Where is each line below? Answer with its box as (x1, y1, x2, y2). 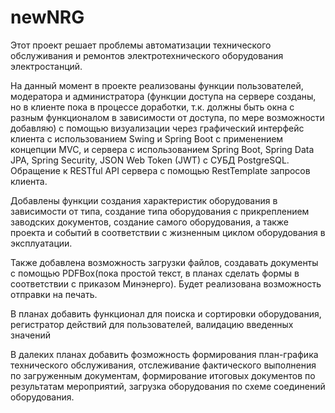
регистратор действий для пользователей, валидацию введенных (10, 318, 294, 330)
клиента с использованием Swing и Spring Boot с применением (10, 132, 284, 145)
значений (10, 329, 52, 341)
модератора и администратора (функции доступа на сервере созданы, (10, 90, 317, 102)
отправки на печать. (10, 288, 98, 300)
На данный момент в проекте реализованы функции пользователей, (10, 79, 304, 91)
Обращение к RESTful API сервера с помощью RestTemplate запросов (10, 164, 311, 176)
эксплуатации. (10, 237, 73, 249)
